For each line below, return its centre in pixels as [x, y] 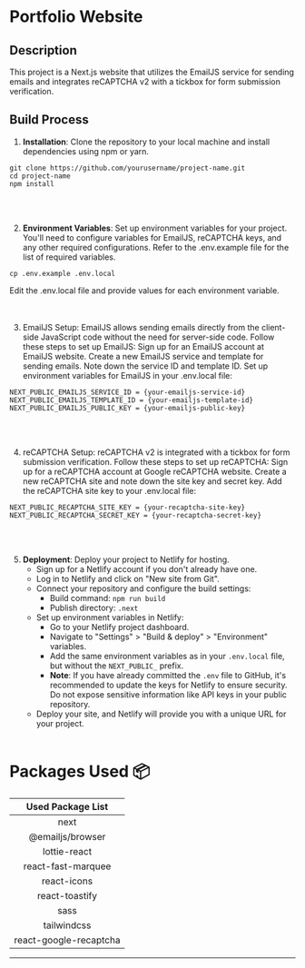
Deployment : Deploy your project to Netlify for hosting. [126, 559]
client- [274, 327]
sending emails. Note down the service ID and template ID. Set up [145, 366]
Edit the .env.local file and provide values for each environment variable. [144, 290]
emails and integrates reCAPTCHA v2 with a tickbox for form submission [145, 82]
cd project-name [40, 176]
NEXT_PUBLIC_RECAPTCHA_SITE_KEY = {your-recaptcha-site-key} [128, 507]
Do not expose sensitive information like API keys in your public [168, 694]
